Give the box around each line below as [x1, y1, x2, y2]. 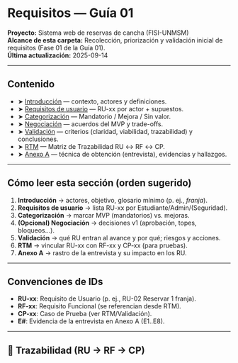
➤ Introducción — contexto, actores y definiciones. [17, 97, 167, 106]
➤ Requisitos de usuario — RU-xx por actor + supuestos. [17, 104, 184, 113]
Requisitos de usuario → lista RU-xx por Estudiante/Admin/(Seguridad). [17, 203, 228, 212]
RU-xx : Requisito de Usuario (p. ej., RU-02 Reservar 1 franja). [17, 294, 197, 303]
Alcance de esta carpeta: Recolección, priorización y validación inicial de [7, 35, 223, 44]
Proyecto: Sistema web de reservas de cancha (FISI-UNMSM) [7, 28, 189, 37]
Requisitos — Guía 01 [7, 5, 134, 21]
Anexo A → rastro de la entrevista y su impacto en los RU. [17, 248, 187, 257]
